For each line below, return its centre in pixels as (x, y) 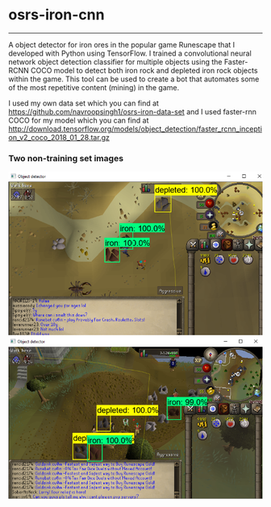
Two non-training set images (66, 158)
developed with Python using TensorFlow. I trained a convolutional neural (130, 53)
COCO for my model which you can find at (79, 120)
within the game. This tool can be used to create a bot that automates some (134, 79)
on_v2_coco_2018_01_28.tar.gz (59, 137)
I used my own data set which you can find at (84, 103)
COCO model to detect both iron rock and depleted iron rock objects (144, 70)
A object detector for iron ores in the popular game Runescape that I (122, 44)
